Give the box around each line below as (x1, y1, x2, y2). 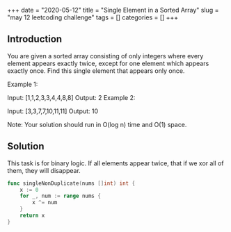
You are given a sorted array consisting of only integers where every (7, 51, 204, 60)
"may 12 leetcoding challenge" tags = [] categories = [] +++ (7, 13, 179, 22)
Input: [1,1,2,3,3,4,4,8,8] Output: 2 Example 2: (7, 93, 136, 101)
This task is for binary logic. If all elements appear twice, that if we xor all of (7, 159, 224, 167)
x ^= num (32, 199, 58, 206)
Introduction (7, 33, 63, 45)
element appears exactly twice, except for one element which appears (7, 59, 209, 67)
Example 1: (7, 80, 38, 88)
